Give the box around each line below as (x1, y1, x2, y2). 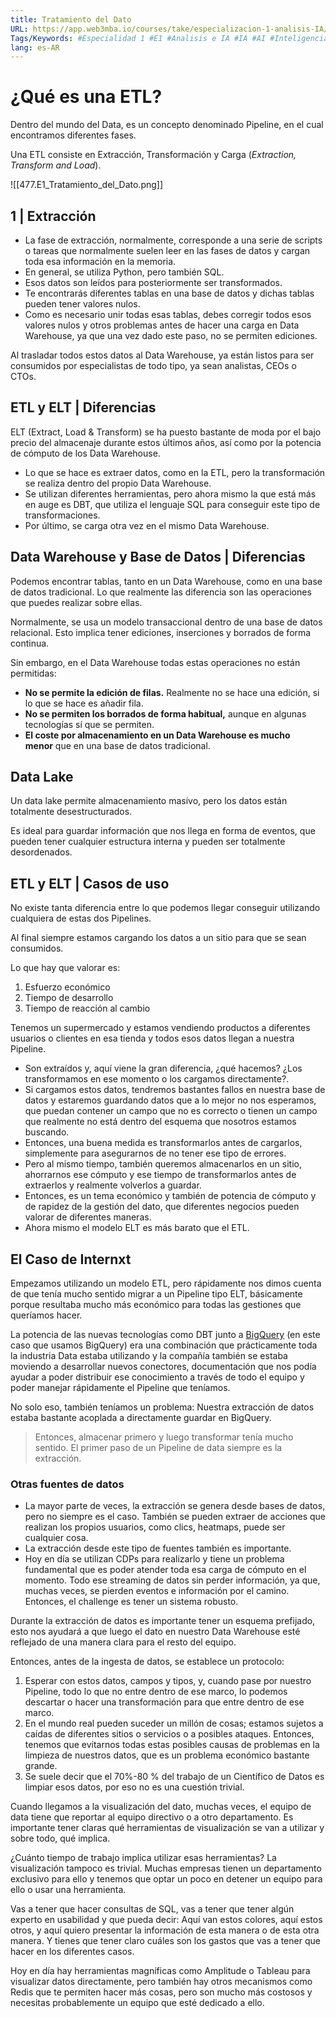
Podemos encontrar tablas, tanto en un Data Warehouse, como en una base (10, 575, 323, 587)
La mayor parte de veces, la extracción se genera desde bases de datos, (24, 1500, 326, 1512)
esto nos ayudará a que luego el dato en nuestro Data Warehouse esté (10, 1626, 301, 1638)
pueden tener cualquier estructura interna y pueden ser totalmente (10, 836, 286, 848)
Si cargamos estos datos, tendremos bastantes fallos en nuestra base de (24, 1084, 326, 1096)
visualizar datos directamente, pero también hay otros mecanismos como (10, 1976, 313, 1988)
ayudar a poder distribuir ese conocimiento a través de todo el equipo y (10, 1371, 305, 1383)
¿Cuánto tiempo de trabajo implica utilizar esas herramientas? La (10, 1852, 277, 1864)
